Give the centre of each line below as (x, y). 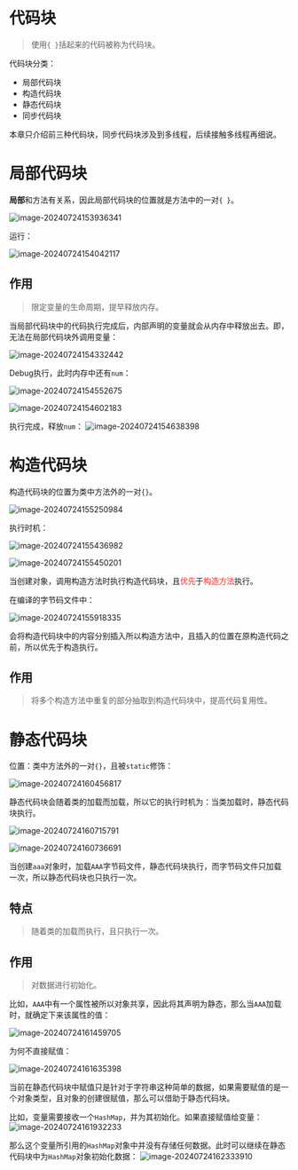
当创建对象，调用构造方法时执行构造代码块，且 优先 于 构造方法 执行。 (133, 581)
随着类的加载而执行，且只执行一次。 (97, 931)
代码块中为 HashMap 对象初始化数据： (74, 1156)
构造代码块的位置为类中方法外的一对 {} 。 (83, 491)
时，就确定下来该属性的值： (60, 1015)
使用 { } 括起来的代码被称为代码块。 (95, 44)
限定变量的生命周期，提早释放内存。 (97, 306)
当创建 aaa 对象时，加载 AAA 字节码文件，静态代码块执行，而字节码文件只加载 (145, 866)
